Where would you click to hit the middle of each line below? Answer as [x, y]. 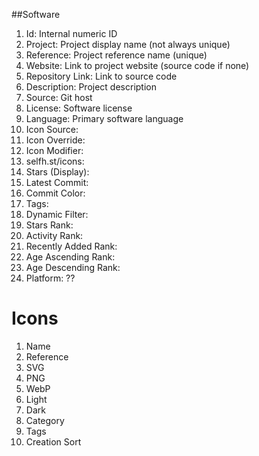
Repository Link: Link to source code [101, 76]
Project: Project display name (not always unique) [128, 44]
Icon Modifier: [54, 150]
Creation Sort [53, 441]
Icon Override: [55, 140]
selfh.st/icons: [55, 161]
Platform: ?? [50, 278]
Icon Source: [52, 129]
